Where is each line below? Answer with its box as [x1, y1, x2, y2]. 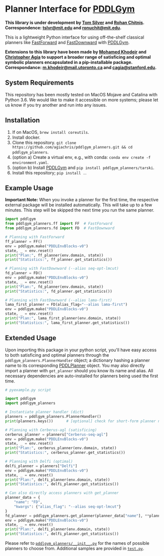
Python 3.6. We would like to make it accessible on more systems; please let [5, 97, 159, 103]
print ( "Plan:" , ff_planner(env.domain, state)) [5, 253, 104, 257]
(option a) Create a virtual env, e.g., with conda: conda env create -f [12, 154, 151, 160]
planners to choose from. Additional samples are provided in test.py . [5, 546, 144, 552]
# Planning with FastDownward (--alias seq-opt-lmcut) [5, 266, 119, 271]
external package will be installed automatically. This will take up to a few [5, 202, 152, 208]
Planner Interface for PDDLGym [5, 3, 135, 15]
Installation [5, 116, 40, 125]
